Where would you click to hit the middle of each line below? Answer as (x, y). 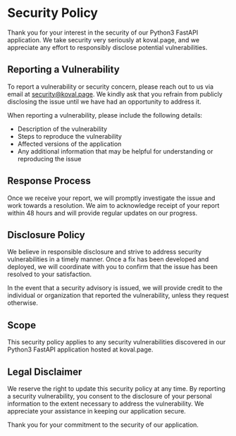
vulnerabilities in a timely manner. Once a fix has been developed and (108, 259)
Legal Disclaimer (45, 372)
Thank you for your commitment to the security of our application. (103, 425)
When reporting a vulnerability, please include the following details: (105, 115)
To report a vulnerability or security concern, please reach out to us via (110, 87)
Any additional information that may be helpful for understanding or (115, 151)
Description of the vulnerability (62, 129)
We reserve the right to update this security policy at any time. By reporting (116, 388)
